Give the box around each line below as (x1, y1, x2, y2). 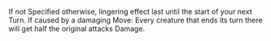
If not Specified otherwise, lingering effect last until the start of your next (8, 7, 252, 16)
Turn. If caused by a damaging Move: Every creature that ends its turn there (8, 15, 263, 25)
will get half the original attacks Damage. (8, 24, 145, 33)
